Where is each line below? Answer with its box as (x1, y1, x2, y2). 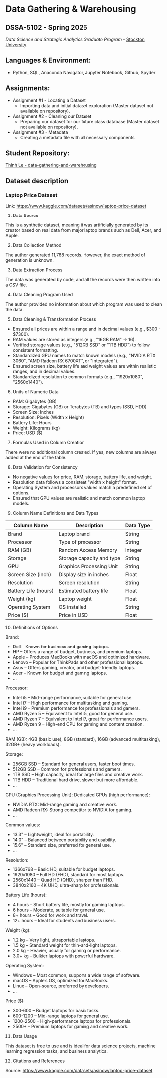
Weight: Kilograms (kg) (12, 425, 60, 431)
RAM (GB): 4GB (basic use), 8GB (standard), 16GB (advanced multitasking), (5, 736, 161, 742)
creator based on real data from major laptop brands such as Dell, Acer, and (5, 227, 161, 233)
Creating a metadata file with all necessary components (20, 134, 135, 140)
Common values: (5, 822, 40, 828)
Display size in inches (58, 571, 109, 578)
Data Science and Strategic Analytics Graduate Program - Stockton (5, 36, 145, 42)
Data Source (12, 213, 39, 218)
